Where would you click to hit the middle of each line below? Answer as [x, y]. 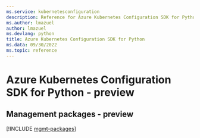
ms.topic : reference [32, 51]
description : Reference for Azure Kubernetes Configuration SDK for [93, 17]
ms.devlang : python [30, 34]
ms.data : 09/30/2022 [32, 45]
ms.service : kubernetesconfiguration [53, 12]
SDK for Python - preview [71, 92]
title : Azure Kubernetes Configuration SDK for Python [76, 39]
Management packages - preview [70, 115]
